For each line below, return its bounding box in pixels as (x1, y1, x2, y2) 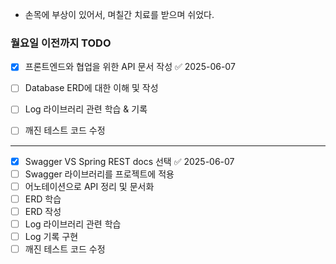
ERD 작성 (24, 205, 62, 217)
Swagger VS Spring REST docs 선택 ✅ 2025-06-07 (24, 155, 235, 167)
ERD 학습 (24, 193, 62, 205)
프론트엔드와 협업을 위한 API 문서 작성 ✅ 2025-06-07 (24, 61, 236, 73)
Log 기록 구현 (24, 230, 79, 242)
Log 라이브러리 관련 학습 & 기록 (24, 103, 148, 115)
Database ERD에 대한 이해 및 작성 (24, 82, 159, 94)
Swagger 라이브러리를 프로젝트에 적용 (24, 168, 175, 180)
